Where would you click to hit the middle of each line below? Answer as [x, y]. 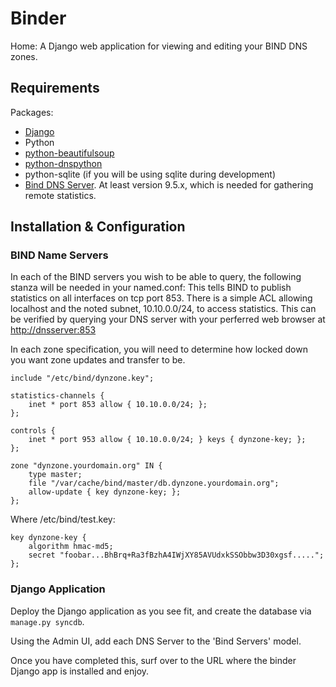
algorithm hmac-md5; [71, 547]
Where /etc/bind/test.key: [63, 519]
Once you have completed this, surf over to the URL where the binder [153, 660]
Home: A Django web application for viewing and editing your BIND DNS [159, 46]
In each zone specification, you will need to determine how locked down [159, 349]
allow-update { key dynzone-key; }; [105, 492]
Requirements [55, 88]
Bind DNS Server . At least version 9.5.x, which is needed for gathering [169, 184]
